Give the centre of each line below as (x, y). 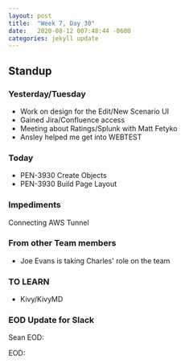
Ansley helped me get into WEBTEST (81, 137)
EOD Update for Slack (51, 321)
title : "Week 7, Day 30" (51, 23)
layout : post (30, 16)
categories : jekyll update (53, 38)
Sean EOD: (26, 337)
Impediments (35, 205)
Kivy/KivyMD (41, 300)
